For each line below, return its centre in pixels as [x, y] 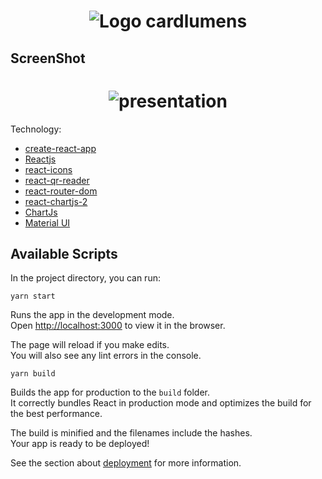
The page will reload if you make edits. [90, 345]
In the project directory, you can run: [85, 278]
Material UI [47, 222]
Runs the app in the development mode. [92, 315]
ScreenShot [48, 58]
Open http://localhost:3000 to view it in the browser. [118, 326]
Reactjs [40, 159]
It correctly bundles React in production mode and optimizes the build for [161, 403]
